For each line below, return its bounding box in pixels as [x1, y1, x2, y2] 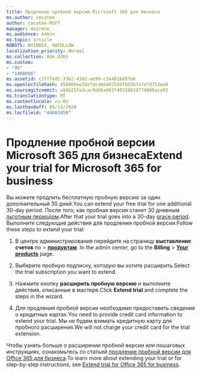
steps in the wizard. [14, 293, 64, 300]
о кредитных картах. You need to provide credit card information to [14, 311, 182, 318]
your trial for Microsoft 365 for [6, 161, 161, 175]
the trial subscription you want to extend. [14, 269, 117, 276]
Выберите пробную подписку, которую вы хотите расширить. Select [14, 262, 190, 269]
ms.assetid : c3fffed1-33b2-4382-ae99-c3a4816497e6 [6, 76, 136, 82]
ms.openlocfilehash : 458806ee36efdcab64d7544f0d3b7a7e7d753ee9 [6, 82, 169, 88]
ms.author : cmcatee [6, 14, 55, 20]
